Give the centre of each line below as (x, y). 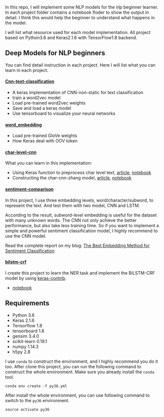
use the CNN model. (26, 236)
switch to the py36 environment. (37, 400)
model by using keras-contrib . (36, 278)
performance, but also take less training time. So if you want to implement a (82, 225)
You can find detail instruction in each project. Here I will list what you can (80, 65)
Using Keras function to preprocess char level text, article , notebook (82, 173)
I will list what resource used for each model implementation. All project (78, 32)
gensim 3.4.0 (26, 336)
